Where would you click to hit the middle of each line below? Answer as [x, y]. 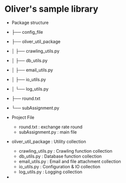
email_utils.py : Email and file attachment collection [70, 161]
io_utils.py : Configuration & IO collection [60, 166]
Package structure [30, 23]
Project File [23, 117]
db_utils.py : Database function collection [60, 156]
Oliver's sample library [51, 9]
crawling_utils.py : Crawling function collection [66, 151]
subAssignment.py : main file [48, 132]
